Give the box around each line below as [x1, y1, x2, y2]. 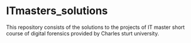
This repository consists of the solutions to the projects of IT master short [6, 24, 185, 31]
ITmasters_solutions [6, 4, 108, 18]
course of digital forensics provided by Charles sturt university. [6, 29, 159, 37]
